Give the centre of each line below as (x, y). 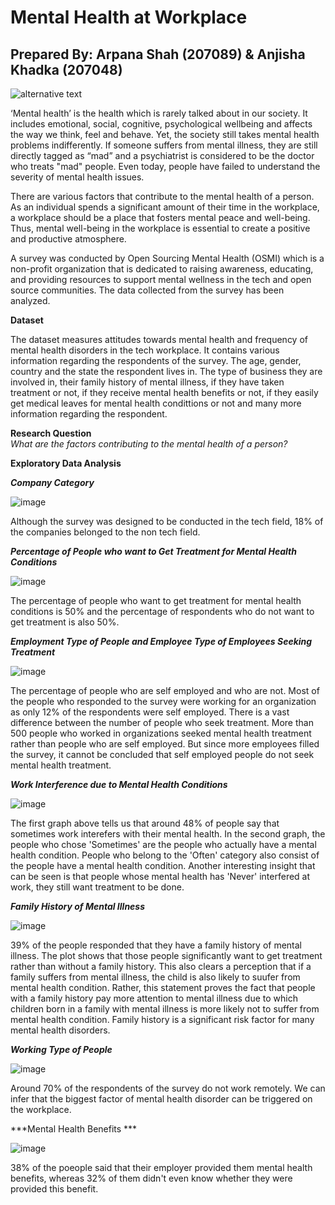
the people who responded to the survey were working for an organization (163, 701)
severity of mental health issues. (77, 177)
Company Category (52, 482)
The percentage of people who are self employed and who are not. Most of (165, 690)
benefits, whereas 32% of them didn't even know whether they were (151, 1178)
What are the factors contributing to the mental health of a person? (149, 444)
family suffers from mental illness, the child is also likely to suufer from (155, 977)
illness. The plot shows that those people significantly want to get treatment (166, 955)
